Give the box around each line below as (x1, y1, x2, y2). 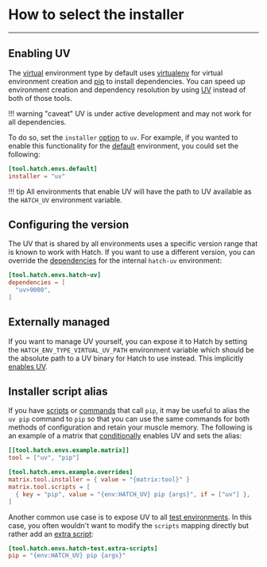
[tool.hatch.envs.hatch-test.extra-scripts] (8, 544, 158, 553)
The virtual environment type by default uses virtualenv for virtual (8, 67, 223, 77)
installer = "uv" (8, 172, 66, 180)
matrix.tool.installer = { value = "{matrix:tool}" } (8, 476, 191, 484)
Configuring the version (8, 218, 130, 231)
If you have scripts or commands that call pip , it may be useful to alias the (8, 406, 250, 415)
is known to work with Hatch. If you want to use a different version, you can (8, 248, 256, 257)
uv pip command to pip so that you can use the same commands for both (8, 415, 250, 424)
